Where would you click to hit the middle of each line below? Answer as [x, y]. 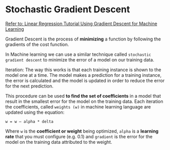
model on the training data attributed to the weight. [59, 142]
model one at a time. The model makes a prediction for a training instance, [83, 75]
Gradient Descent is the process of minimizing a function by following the [83, 39]
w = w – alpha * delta [29, 121]
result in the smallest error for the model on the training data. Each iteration [84, 101]
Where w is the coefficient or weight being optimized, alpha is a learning [82, 131]
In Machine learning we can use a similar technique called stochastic [78, 54]
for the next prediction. [29, 86]
